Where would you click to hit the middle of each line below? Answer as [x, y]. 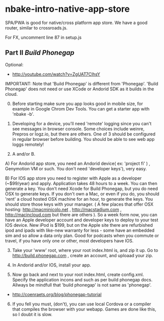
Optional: [14, 64]
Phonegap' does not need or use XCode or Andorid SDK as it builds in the [80, 89]
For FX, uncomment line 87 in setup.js [43, 37]
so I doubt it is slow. [32, 314]
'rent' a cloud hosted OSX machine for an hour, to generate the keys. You [79, 199]
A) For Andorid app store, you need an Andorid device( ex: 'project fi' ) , [78, 163]
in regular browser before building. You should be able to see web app [83, 139]
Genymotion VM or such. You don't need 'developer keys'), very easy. [76, 168]
